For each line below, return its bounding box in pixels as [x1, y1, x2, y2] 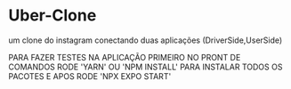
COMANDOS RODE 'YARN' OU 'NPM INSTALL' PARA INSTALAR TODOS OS [8, 61, 283, 72]
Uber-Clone [8, 5, 97, 26]
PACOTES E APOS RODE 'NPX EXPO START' [8, 70, 172, 81]
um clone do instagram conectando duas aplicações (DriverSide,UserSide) [8, 35, 283, 45]
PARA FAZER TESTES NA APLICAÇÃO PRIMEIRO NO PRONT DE [8, 52, 241, 62]
